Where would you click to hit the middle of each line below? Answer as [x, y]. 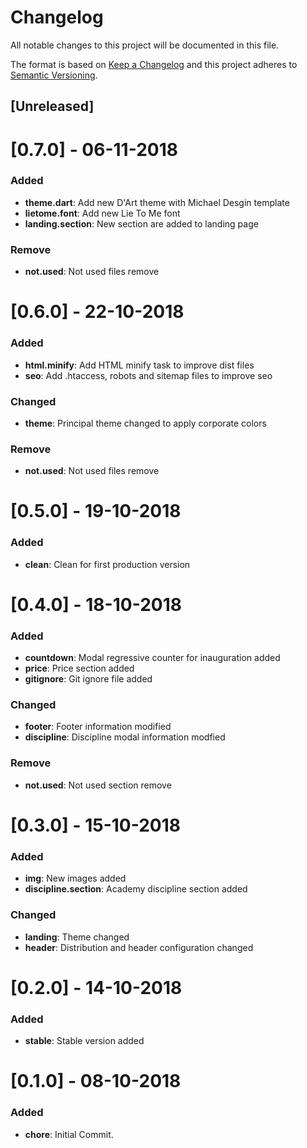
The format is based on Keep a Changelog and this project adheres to [154, 64]
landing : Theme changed [77, 937]
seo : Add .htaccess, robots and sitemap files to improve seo [148, 375]
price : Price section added [79, 668]
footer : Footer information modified [98, 727]
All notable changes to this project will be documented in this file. [145, 45]
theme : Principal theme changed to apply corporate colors [145, 423]
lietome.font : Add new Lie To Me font [102, 213]
